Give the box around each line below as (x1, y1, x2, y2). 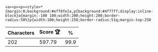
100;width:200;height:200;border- (49, 13, 120, 18)
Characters (7, 29, 35, 36)
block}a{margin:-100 (5, 13, 48, 18)
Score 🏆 (39, 28, 61, 35)
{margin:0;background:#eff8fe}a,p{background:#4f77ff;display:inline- (5, 9, 154, 14)
